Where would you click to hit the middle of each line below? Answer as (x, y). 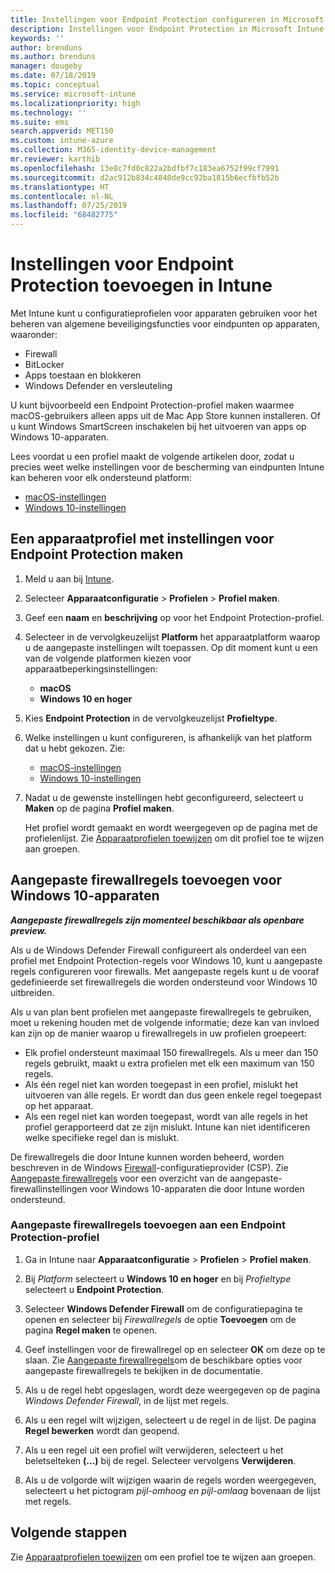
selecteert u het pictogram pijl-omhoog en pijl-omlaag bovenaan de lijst (172, 1490)
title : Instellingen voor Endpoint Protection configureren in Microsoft (167, 19)
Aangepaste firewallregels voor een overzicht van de (119, 1178)
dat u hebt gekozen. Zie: (75, 748)
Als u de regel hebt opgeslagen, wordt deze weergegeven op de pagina (172, 1390)
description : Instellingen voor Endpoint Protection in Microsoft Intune (167, 29)
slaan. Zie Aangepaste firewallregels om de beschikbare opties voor (163, 1360)
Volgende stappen (69, 1532)
